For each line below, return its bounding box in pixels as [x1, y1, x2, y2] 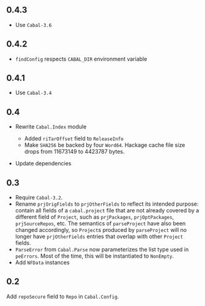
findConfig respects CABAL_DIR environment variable [15, 55, 147, 62]
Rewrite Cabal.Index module [15, 123, 87, 130]
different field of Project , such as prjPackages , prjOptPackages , [15, 214, 174, 221]
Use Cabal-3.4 [15, 89, 52, 97]
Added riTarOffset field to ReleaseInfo [24, 135, 124, 143]
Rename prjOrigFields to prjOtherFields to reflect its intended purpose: [15, 200, 199, 207]
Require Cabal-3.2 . [15, 194, 63, 201]
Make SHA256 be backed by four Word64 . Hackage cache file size [24, 141, 185, 149]
